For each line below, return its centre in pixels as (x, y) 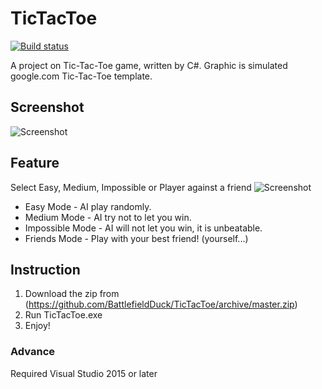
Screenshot (47, 107)
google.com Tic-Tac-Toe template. (81, 76)
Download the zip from (72, 294)
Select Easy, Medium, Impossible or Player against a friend (131, 187)
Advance (33, 352)
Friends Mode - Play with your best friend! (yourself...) (136, 238)
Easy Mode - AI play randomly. (88, 206)
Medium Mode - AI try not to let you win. (108, 217)
